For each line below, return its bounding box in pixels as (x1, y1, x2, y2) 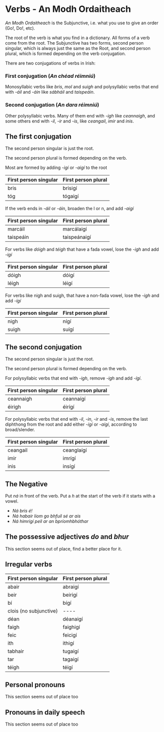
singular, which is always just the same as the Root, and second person (5, 45, 151, 51)
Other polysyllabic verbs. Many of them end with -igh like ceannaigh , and (5, 113, 155, 118)
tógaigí (62, 193, 79, 200)
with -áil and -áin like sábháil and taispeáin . (5, 89, 95, 95)
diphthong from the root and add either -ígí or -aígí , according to (5, 421, 137, 427)
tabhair (7, 648, 24, 655)
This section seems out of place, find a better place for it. (5, 546, 122, 552)
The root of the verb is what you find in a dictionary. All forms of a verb (5, 35, 150, 41)
